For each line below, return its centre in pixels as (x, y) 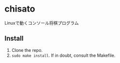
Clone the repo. (27, 50)
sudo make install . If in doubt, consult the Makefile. (63, 55)
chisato (20, 9)
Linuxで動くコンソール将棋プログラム (42, 23)
